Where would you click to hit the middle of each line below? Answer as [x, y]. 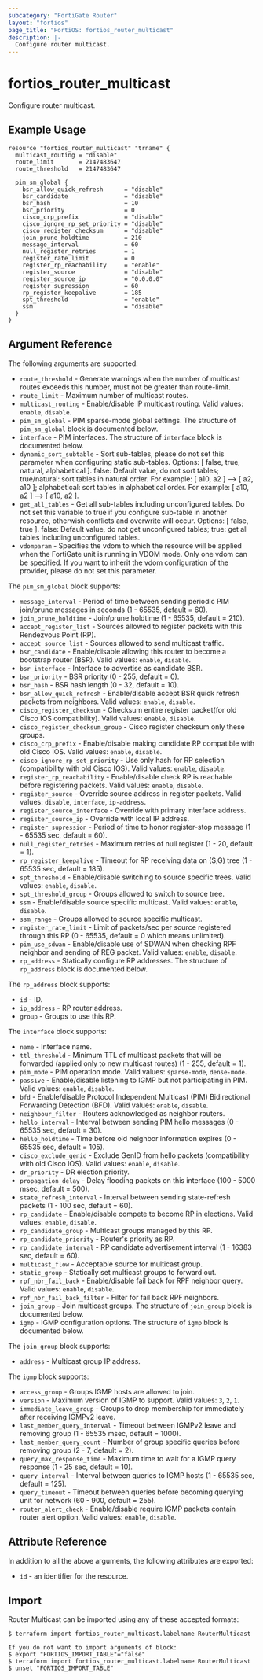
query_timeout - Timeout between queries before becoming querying [131, 1492]
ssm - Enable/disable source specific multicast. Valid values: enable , [128, 902]
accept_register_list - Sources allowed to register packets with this [131, 626]
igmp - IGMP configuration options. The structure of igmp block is [124, 1322]
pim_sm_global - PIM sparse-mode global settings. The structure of [128, 420]
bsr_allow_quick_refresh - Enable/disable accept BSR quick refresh [130, 693]
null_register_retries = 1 [79, 251]
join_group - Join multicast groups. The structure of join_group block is [136, 1306]
